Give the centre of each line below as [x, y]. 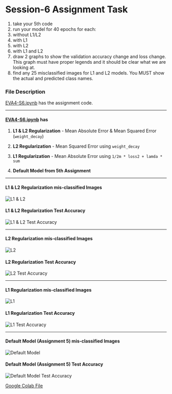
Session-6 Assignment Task [67, 10]
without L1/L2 [27, 34]
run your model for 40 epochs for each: [54, 29]
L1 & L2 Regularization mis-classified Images [54, 187]
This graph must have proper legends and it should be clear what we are [89, 62]
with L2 [20, 45]
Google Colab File [24, 386]
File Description [25, 92]
